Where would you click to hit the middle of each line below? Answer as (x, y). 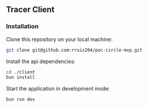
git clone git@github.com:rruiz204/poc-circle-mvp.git (74, 50)
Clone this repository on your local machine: (59, 39)
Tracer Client (30, 10)
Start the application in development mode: (58, 89)
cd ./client (20, 72)
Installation (23, 26)
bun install (20, 78)
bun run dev (20, 99)
